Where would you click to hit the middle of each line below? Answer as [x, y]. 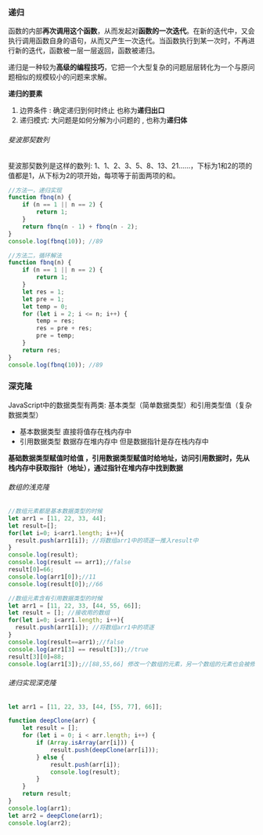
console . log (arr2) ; [40, 823]
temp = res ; [56, 321]
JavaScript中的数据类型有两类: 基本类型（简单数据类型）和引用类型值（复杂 [130, 405]
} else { [50, 757]
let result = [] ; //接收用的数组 [59, 613]
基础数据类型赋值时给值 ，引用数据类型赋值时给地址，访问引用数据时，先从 [129, 458]
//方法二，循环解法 [35, 255]
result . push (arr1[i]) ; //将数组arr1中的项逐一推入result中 [107, 540]
